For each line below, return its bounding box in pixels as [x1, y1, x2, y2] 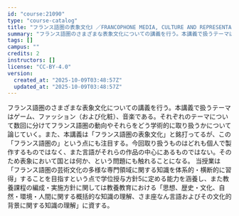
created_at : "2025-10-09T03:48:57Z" [14, 76, 122, 84]
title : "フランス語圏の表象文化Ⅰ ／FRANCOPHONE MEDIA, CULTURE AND [7, 23, 197, 31]
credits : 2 [7, 50, 40, 58]
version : [7, 70, 33, 77]
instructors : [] [7, 57, 55, 64]
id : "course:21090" [7, 10, 65, 18]
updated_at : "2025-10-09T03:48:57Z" [14, 83, 122, 90]
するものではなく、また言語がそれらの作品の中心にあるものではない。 [13, 148, 219, 156]
